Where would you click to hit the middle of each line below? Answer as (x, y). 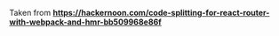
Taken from (30, 13)
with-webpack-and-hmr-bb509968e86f (85, 22)
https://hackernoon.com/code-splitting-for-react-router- (161, 13)
